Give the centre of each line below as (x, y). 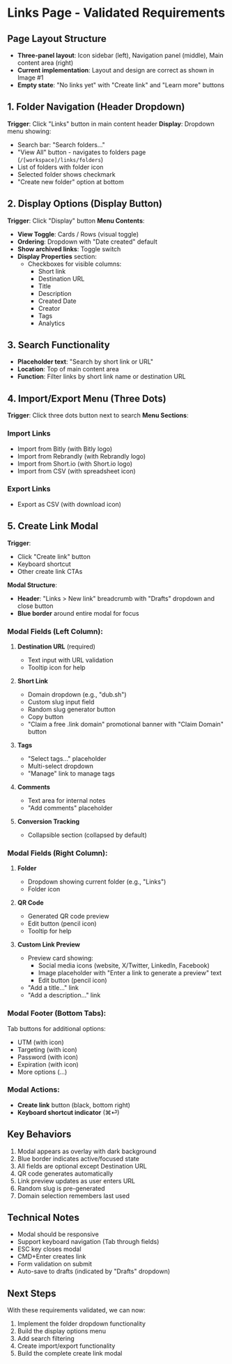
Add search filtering (46, 1339)
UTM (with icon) (40, 1042)
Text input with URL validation (70, 660)
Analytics (52, 323)
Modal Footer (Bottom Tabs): (57, 1014)
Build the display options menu (62, 1331)
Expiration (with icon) (48, 1064)
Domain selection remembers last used (74, 1196)
